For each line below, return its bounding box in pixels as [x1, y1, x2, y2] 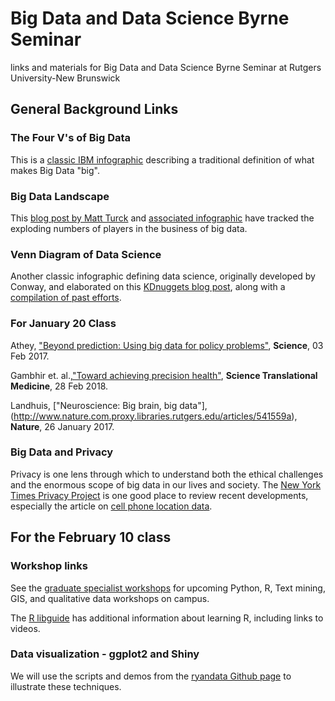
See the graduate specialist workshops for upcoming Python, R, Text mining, [10, 582, 326, 594]
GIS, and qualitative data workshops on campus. [10, 592, 210, 604]
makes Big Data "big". [10, 164, 100, 176]
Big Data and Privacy [10, 445, 114, 459]
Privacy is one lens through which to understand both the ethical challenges [10, 468, 324, 480]
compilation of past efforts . [10, 292, 122, 304]
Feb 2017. [10, 350, 50, 362]
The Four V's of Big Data [10, 131, 132, 145]
